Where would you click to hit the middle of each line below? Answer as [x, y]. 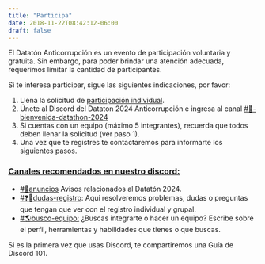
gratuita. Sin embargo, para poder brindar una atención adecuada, [116, 61]
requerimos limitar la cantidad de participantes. [85, 70]
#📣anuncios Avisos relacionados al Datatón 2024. [100, 189]
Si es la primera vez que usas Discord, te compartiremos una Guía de [121, 245]
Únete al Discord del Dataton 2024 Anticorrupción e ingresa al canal [131, 109]
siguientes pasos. [48, 151]
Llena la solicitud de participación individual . [92, 101]
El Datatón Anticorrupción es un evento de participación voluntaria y [119, 53]
